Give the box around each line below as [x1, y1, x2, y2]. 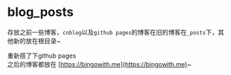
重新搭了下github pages [7, 51, 77, 60]
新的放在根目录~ [13, 36, 61, 45]
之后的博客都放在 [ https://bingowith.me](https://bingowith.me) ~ [7, 60, 192, 68]
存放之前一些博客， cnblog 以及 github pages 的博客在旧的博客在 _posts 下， [7, 28, 218, 36]
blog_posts [7, 4, 74, 20]
